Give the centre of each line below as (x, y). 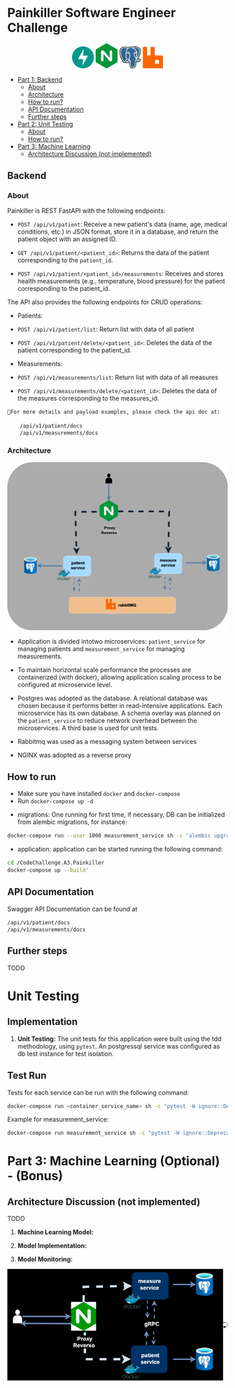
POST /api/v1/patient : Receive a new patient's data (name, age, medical (122, 225)
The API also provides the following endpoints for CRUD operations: (105, 302)
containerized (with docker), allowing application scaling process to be (119, 677)
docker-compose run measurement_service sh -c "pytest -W (93, 1133)
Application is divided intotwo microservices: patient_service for (111, 641)
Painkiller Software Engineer (92, 13)
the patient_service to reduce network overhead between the (107, 720)
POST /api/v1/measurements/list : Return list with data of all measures (118, 377)
